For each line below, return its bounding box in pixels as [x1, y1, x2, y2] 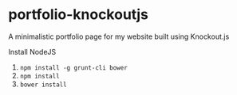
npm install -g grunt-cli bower [19, 63, 128, 72]
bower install [19, 81, 67, 89]
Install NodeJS [8, 47, 57, 56]
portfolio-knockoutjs [8, 6, 149, 24]
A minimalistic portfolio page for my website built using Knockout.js [8, 32, 230, 41]
